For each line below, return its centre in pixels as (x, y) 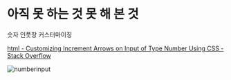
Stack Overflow (29, 55)
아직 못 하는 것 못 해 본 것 (73, 14)
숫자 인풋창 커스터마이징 (40, 34)
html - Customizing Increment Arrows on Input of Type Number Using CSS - (115, 48)
